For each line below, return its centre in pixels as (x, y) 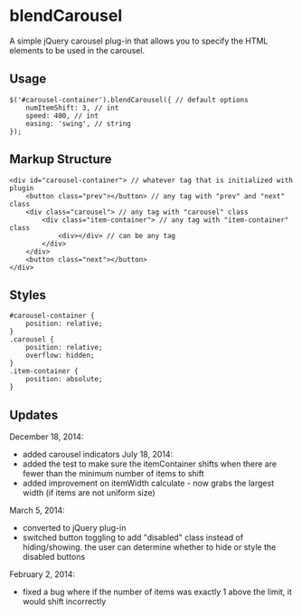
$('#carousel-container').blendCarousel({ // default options (129, 100)
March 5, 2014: (37, 510)
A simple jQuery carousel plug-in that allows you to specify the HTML (139, 41)
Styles (28, 295)
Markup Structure (61, 159)
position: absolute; (64, 380)
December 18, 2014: (47, 437)
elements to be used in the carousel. (77, 50)
